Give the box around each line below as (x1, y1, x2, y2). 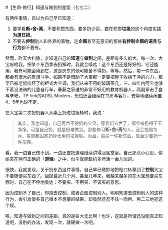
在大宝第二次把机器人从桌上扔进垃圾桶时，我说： (5, 110, 106, 115)
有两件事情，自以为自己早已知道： (5, 15, 75, 21)
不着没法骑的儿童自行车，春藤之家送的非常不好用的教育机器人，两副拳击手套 (5, 87, 163, 92)
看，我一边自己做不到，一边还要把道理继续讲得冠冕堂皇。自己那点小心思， (5, 150, 158, 155)
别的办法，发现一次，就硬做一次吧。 (22, 219, 97, 225)
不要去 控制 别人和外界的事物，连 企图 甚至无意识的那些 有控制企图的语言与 (12, 38, 161, 44)
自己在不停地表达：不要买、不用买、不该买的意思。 (18, 179, 123, 185)
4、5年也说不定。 (5, 99, 41, 105)
